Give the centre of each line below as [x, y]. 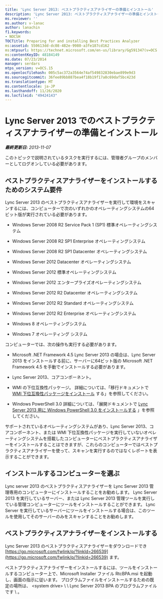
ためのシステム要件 [34, 190]
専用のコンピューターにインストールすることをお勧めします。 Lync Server [83, 492]
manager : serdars [23, 64]
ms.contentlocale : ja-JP [30, 86]
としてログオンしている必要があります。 [49, 164]
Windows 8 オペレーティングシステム [49, 324]
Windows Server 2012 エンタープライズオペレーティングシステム [77, 282]
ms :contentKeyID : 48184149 [32, 55]
